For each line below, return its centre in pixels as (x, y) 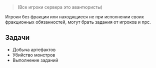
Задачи (17, 37)
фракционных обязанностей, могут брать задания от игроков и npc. (78, 22)
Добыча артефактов (34, 50)
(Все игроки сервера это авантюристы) (60, 7)
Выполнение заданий (35, 60)
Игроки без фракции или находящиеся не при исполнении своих (74, 17)
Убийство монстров (34, 55)
